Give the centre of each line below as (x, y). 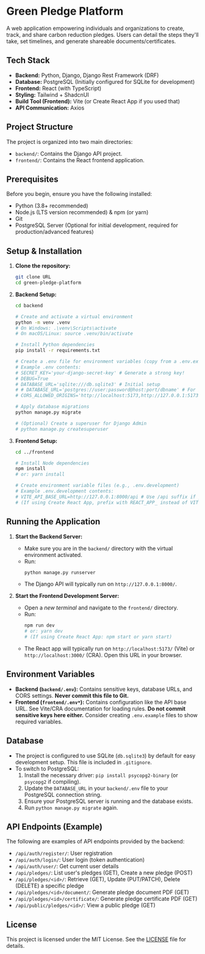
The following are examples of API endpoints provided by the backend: (95, 841)
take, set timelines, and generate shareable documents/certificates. (91, 41)
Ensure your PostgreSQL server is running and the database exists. (109, 801)
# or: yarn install (40, 475)
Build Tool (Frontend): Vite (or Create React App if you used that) (97, 101)
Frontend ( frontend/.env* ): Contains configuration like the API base (101, 702)
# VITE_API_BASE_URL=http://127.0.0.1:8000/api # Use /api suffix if (106, 497)
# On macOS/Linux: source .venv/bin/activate (74, 334)
